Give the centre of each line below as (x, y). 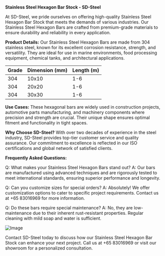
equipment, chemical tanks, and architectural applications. (65, 58)
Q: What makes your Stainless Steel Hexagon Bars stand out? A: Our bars (80, 167)
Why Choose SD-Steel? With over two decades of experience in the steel (81, 132)
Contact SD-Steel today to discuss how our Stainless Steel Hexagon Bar (79, 237)
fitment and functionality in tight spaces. (46, 123)
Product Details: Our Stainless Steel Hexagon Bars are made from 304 (78, 42)
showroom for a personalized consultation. (49, 248)
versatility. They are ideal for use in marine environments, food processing (81, 53)
